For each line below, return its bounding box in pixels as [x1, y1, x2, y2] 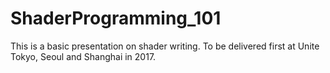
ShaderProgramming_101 [10, 7, 222, 30]
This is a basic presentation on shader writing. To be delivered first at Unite [10, 40, 320, 52]
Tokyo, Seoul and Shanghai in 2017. [10, 50, 157, 62]
